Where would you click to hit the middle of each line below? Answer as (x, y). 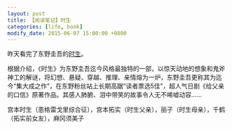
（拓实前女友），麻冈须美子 (46, 119)
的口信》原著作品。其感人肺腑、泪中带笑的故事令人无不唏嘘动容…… (105, 95)
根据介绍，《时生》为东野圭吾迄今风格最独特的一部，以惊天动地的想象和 (110, 69)
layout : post (26, 14)
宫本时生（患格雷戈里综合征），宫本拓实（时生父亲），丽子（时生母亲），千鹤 (116, 109)
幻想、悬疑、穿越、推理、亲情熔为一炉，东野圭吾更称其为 (133, 77)
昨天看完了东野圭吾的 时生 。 (47, 54)
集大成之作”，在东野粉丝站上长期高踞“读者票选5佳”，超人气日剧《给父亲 (120, 86)
